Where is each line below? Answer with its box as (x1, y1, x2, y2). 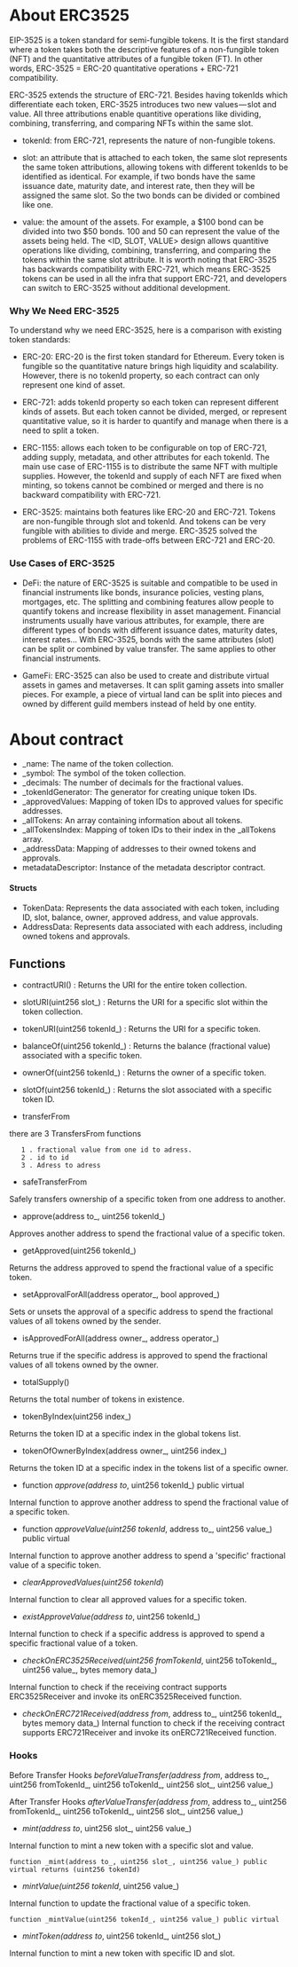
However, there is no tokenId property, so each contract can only (21, 370, 260, 382)
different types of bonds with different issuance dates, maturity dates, (21, 625, 278, 635)
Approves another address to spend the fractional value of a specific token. (9, 1228, 286, 1239)
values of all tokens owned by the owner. (9, 1359, 159, 1371)
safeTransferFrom (21, 1176, 87, 1187)
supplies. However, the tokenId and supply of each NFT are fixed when (21, 471, 282, 482)
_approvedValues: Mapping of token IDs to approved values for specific (21, 796, 284, 807)
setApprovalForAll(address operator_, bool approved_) (21, 1289, 220, 1300)
